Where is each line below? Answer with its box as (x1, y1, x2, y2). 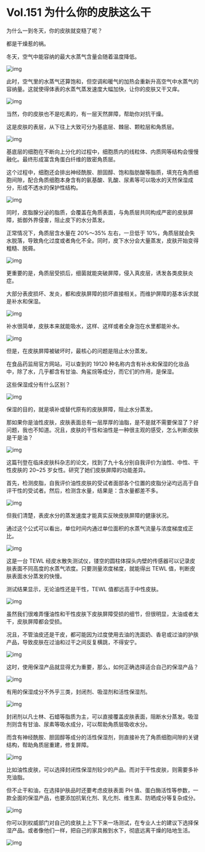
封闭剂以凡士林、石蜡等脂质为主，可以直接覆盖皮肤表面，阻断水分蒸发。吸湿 (6, 713, 199, 720)
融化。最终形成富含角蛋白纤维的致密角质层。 (6, 155, 119, 162)
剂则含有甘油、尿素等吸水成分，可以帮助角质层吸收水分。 (6, 720, 151, 727)
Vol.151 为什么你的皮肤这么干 (6, 5, 151, 20)
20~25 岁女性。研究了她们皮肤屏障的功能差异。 (29, 466, 149, 473)
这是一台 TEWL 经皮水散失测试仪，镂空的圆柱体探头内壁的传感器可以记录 (6, 557, 190, 564)
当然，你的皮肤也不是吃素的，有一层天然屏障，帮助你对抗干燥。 (6, 110, 167, 117)
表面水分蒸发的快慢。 (11, 572, 65, 580)
